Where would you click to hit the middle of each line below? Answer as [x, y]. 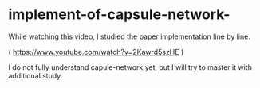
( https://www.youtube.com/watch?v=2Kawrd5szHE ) [96, 52]
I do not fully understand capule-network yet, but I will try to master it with [130, 67]
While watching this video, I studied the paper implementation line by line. [130, 36]
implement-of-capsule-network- [119, 15]
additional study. [35, 75]
